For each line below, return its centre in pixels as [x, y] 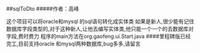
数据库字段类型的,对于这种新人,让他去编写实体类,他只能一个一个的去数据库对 [100, 29]
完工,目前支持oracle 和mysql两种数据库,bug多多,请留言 [73, 44]
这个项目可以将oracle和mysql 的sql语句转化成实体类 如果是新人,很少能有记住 [100, 21]
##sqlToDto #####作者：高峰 [43, 9]
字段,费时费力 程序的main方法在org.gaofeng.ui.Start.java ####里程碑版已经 [99, 36]
